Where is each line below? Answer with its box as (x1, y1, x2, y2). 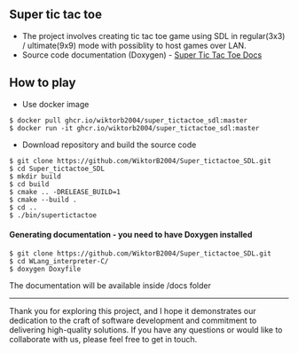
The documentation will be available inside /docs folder (9, 279, 211, 291)
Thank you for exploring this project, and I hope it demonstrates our (9, 305, 257, 316)
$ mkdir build (9, 172, 62, 181)
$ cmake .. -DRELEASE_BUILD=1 (9, 187, 122, 196)
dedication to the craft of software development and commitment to (9, 315, 257, 326)
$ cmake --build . (9, 195, 77, 204)
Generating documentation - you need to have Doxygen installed (9, 230, 253, 240)
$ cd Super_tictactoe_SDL (9, 164, 105, 173)
